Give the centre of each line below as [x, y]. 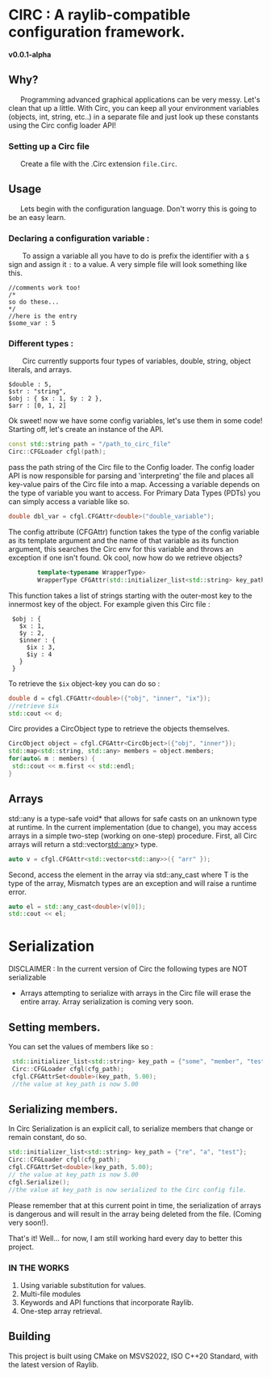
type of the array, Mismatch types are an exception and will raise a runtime [133, 883]
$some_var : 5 [32, 324]
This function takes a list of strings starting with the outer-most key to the [130, 595]
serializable [27, 977]
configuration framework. [97, 32]
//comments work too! [45, 288]
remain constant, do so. [48, 1138]
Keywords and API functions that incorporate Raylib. [106, 1302]
